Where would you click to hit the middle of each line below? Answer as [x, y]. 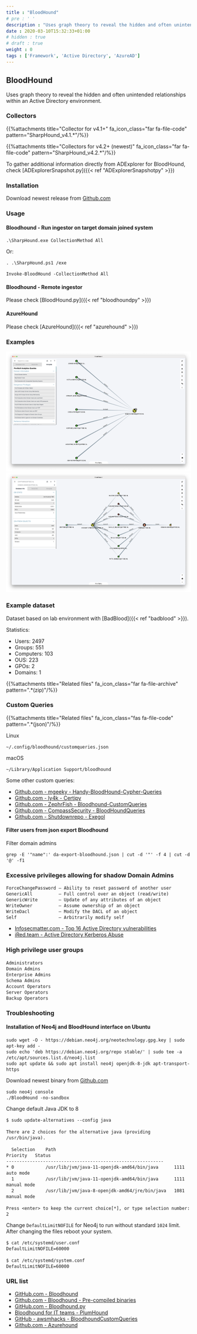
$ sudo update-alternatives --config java [59, 1120]
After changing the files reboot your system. [59, 1231]
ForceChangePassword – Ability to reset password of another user [89, 888]
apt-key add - [23, 1046]
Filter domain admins [31, 843]
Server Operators [27, 992]
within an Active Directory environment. [54, 100]
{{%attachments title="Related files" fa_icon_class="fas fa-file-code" [90, 718]
